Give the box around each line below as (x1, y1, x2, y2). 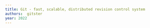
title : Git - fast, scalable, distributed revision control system (5, 7, 146, 12)
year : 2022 (5, 16, 27, 20)
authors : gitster (5, 11, 43, 16)
